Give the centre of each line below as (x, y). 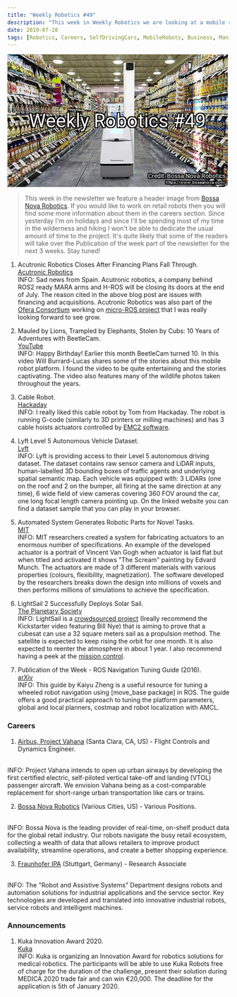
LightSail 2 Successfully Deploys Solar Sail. (80, 604)
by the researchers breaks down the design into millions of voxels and (119, 583)
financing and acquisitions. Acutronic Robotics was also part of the (115, 302)
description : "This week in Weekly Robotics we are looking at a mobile (116, 22)
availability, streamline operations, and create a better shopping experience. (117, 850)
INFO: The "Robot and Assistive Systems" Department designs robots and (115, 885)
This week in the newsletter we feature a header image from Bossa (122, 199)
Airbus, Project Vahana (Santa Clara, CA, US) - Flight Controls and (114, 741)
